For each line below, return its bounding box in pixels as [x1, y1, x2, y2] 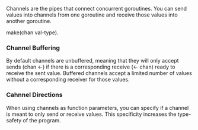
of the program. [23, 116, 61, 123]
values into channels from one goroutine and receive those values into [6, 11, 178, 18]
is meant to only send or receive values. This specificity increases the [6, 110, 177, 118]
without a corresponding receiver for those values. [6, 76, 130, 83]
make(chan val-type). [6, 29, 59, 36]
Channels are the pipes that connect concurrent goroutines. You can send [6, 5, 187, 12]
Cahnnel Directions [6, 91, 63, 99]
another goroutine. [6, 18, 52, 24]
